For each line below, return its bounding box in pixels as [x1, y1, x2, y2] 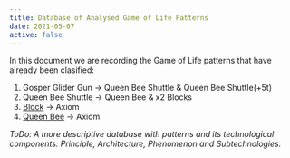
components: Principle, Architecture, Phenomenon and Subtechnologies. [9, 138, 282, 150]
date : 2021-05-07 [9, 22, 75, 31]
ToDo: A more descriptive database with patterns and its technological [9, 129, 275, 140]
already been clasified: [9, 64, 95, 75]
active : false [9, 30, 63, 39]
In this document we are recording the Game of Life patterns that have [9, 55, 272, 66]
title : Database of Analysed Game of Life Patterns [9, 13, 208, 23]
